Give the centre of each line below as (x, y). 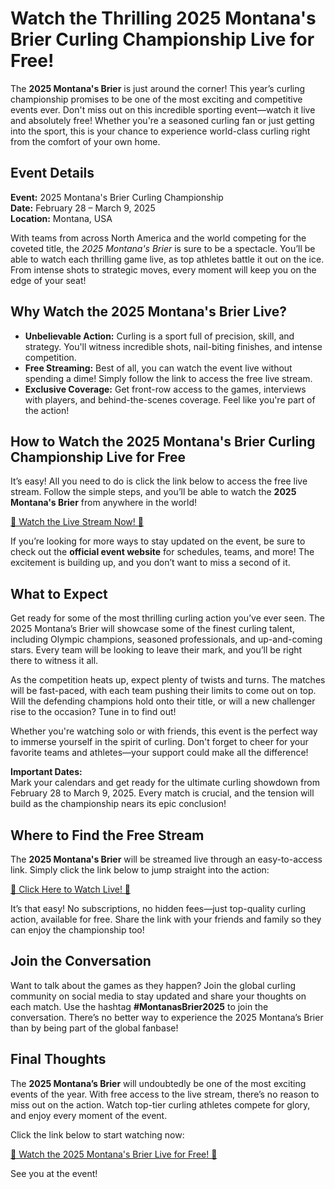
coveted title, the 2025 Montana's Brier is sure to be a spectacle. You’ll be (163, 248)
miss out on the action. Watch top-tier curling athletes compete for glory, (160, 1104)
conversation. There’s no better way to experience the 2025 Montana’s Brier (167, 1017)
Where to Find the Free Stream (107, 835)
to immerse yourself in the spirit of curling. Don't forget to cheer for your (159, 742)
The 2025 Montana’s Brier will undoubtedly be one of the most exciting (158, 1083)
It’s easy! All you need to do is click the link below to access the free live (159, 481)
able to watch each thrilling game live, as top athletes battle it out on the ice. (167, 259)
